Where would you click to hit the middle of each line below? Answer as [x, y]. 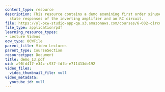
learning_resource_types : [31, 32]
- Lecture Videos [23, 37]
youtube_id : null [27, 82]
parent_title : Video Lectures [36, 46]
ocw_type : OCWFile [24, 41]
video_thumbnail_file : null [38, 73]
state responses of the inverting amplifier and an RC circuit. [77, 18]
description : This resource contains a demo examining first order [76, 14]
